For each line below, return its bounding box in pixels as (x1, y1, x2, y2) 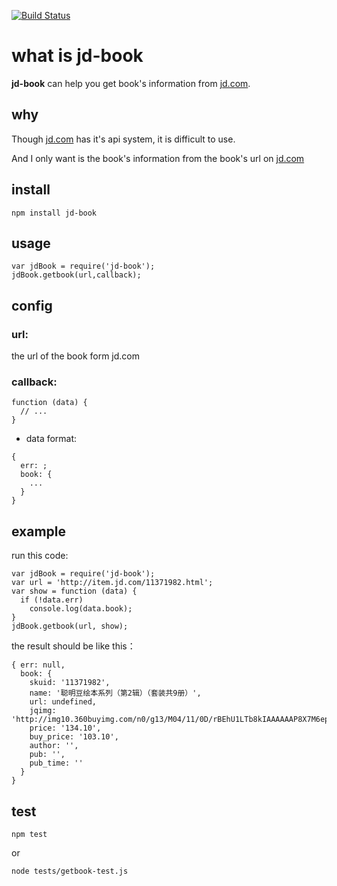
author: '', (29, 741, 79, 751)
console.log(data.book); (29, 604, 133, 614)
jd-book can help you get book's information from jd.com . (11, 77, 251, 89)
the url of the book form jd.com (11, 350, 141, 362)
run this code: (11, 550, 69, 562)
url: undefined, (29, 697, 98, 707)
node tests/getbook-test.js (11, 866, 129, 876)
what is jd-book (11, 45, 144, 67)
